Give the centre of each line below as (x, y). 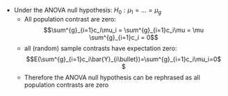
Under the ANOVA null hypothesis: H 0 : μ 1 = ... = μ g (88, 11)
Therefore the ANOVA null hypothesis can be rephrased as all (112, 77)
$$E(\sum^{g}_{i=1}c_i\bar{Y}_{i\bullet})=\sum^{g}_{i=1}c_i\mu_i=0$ (124, 59)
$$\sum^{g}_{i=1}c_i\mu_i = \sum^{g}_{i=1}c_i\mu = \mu (124, 30)
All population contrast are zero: (70, 19)
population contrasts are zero (66, 85)
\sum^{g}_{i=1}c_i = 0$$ (124, 37)
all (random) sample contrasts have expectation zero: (100, 48)
